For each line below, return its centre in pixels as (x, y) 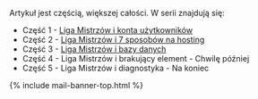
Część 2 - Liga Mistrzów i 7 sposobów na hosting (113, 40)
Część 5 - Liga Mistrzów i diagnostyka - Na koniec (116, 68)
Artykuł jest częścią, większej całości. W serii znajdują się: (117, 13)
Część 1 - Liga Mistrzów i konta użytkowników (107, 30)
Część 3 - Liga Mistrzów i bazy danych (94, 49)
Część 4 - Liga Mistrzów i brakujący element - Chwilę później (136, 58)
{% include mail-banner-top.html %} (77, 85)
